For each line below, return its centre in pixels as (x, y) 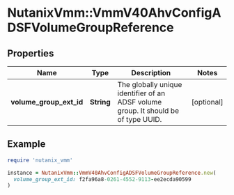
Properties (31, 53)
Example (26, 144)
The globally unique (150, 85)
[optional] (207, 102)
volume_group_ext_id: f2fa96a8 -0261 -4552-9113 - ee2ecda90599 (102, 179)
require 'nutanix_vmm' (40, 160)
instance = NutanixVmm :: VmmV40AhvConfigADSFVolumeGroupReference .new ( (112, 173)
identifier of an (141, 93)
